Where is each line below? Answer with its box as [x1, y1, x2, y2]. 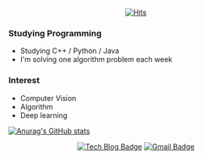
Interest [8, 75, 40, 86]
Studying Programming [8, 27, 103, 39]
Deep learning [19, 110, 68, 120]
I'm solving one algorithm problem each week [19, 55, 173, 65]
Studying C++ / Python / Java [19, 46, 120, 56]
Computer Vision [19, 93, 77, 103]
